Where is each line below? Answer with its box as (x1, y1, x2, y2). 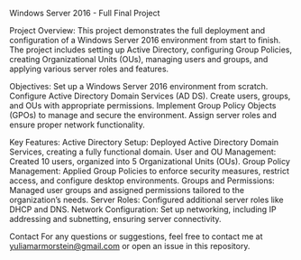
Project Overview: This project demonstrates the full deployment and (9, 25, 266, 35)
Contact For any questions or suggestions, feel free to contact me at (9, 231, 263, 242)
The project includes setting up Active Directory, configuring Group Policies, (9, 44, 293, 55)
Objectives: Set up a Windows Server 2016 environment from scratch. (9, 81, 269, 91)
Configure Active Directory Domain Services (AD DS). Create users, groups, (9, 90, 291, 101)
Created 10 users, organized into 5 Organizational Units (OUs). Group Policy (9, 156, 291, 166)
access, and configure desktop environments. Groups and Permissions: (9, 175, 275, 186)
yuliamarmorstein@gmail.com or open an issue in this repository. (9, 241, 251, 251)
